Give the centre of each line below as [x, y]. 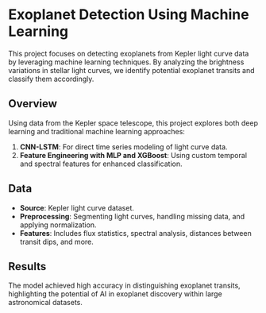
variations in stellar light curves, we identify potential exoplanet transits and [132, 70]
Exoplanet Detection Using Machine [129, 15]
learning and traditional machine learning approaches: [96, 131]
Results [27, 267]
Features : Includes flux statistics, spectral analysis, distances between [135, 233]
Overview [33, 104]
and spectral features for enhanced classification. [101, 164]
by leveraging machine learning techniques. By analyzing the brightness [126, 62]
